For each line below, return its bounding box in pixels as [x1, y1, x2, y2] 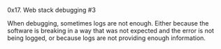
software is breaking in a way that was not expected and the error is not [7, 27, 215, 35]
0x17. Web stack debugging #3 [7, 6, 97, 14]
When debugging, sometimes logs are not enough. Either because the [7, 19, 209, 27]
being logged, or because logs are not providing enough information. [7, 34, 206, 42]
